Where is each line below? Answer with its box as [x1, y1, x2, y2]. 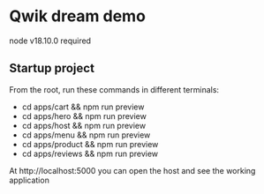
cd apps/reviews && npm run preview [21, 148, 159, 159]
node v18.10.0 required [9, 35, 91, 46]
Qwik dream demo [9, 6, 146, 26]
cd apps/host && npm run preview [21, 120, 147, 131]
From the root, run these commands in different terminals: [9, 84, 219, 94]
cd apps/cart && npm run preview [21, 101, 145, 112]
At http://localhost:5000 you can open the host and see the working [9, 165, 256, 175]
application [9, 175, 50, 185]
